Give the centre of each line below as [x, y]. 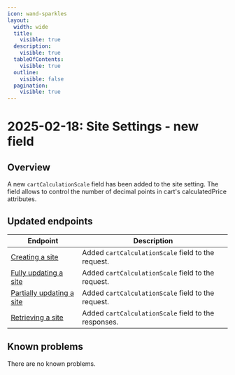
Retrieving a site [37, 318]
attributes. [22, 199]
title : [23, 33]
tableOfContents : [39, 60]
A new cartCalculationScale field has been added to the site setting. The [113, 184]
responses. [100, 322]
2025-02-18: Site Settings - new [103, 127]
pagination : [31, 86]
